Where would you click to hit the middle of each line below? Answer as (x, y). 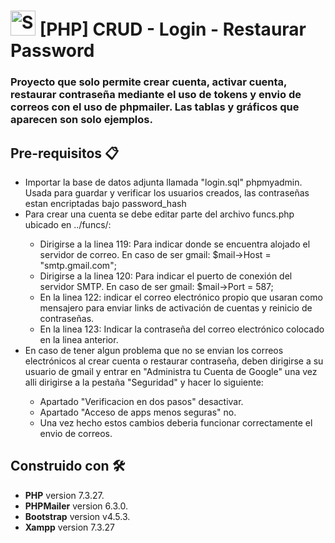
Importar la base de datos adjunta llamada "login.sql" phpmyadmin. (163, 182)
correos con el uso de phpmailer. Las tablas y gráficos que (155, 107)
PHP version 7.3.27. (64, 495)
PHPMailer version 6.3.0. (76, 506)
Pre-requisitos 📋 (65, 153)
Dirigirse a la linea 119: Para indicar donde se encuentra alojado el (175, 244)
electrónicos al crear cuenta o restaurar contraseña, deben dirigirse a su (174, 361)
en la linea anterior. (79, 339)
